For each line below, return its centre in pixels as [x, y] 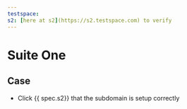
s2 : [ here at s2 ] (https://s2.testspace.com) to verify [90, 20]
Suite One [37, 55]
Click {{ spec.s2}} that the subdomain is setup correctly [98, 98]
